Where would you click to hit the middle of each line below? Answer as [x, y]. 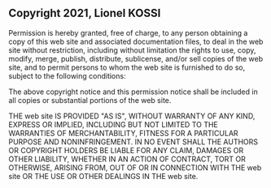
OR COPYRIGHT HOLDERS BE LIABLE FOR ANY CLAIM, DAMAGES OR [126, 150]
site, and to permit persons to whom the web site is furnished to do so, [127, 67]
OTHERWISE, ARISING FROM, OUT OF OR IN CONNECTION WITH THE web [135, 167]
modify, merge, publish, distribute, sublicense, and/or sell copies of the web [136, 58]
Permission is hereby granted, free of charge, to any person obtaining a [128, 32]
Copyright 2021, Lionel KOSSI [85, 13]
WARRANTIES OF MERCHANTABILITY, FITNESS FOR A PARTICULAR [123, 133]
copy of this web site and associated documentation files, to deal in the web [136, 41]
